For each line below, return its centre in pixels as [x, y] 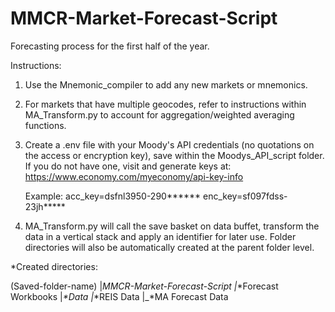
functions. [45, 125]
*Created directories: [54, 266]
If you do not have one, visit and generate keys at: [128, 166]
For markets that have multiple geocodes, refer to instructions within [165, 104]
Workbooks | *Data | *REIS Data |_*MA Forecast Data [119, 296]
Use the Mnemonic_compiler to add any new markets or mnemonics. [166, 84]
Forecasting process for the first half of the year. [110, 46]
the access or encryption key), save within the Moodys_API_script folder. [174, 155]
